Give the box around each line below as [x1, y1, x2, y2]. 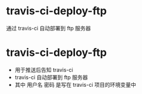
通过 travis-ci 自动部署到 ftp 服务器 [6, 24, 91, 32]
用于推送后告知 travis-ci [14, 66, 73, 73]
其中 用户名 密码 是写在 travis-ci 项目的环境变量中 [14, 81, 137, 88]
